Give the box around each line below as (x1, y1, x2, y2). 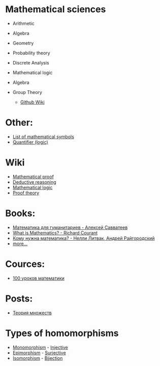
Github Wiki (20, 99, 45, 105)
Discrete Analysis (12, 59, 49, 65)
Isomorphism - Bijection (12, 355, 63, 361)
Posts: (5, 293, 33, 304)
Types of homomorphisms (5, 327, 119, 339)
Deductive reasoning (12, 179, 57, 185)
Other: (5, 117, 33, 128)
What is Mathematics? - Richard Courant (12, 229, 98, 236)
